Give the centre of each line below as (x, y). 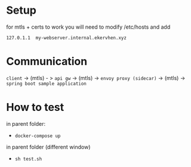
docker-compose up (38, 136)
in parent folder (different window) (48, 147)
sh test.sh (28, 159)
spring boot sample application (46, 83)
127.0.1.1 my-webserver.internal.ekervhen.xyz (67, 38)
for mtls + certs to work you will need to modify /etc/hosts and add (88, 27)
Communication (47, 62)
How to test (35, 107)
